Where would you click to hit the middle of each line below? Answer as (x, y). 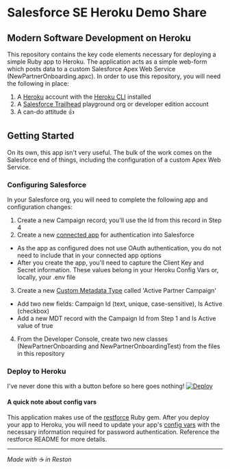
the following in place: (38, 83)
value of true (35, 326)
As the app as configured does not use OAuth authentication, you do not (119, 248)
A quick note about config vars (52, 402)
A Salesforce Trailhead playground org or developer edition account (113, 104)
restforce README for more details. (57, 439)
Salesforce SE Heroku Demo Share (107, 13)
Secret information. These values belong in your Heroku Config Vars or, (118, 270)
